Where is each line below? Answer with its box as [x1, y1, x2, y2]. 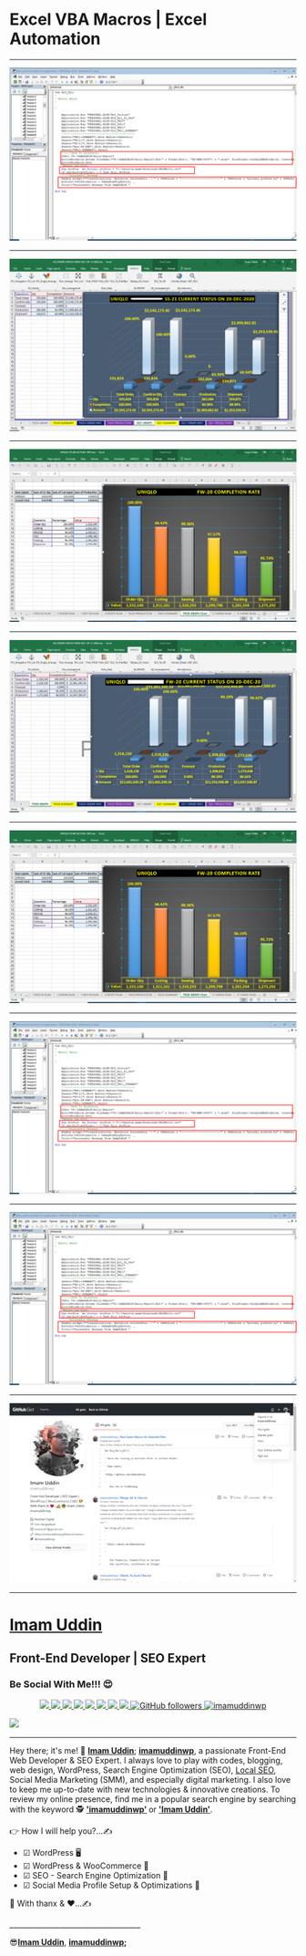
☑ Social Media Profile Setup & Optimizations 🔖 [22, 1879, 200, 1890]
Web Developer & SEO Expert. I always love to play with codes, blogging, [9, 1754, 283, 1765]
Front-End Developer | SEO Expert [9, 1651, 207, 1666]
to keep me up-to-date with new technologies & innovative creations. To [9, 1784, 280, 1795]
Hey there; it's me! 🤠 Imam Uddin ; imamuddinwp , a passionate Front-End [9, 1744, 287, 1755]
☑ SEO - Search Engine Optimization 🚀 [22, 1869, 168, 1880]
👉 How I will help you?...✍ [9, 1825, 113, 1837]
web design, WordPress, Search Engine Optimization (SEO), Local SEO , [9, 1765, 277, 1775]
